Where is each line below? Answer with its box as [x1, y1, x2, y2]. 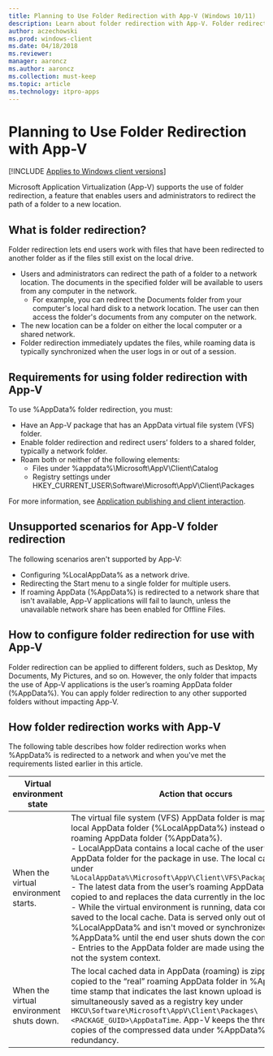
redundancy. [71, 1035, 119, 1046]
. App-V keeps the [178, 1015, 250, 1026]
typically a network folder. [19, 446, 108, 456]
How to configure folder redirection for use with [8, 628, 255, 642]
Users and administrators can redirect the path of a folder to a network [19, 269, 258, 279]
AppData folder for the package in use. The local [71, 853, 256, 864]
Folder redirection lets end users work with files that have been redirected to [8, 245, 265, 254]
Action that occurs [158, 789, 233, 800]
